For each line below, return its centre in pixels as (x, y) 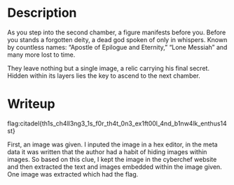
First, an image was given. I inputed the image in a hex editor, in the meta (113, 144)
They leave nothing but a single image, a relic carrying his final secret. (109, 68)
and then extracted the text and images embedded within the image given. (115, 167)
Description (42, 13)
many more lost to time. (41, 55)
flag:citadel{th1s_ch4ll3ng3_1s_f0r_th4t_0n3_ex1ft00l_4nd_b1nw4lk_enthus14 (117, 123)
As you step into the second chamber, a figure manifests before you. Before (117, 32)
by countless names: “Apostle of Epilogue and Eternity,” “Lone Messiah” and (117, 47)
